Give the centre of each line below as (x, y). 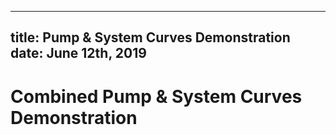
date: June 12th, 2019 (78, 53)
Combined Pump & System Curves (156, 96)
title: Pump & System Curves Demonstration (150, 37)
